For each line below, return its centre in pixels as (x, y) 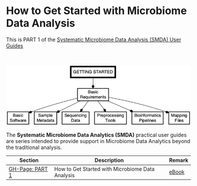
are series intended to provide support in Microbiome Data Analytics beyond (98, 141)
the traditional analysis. (34, 147)
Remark (179, 160)
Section (29, 160)
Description (109, 160)
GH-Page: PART (28, 169)
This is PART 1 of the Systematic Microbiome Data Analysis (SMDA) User (94, 39)
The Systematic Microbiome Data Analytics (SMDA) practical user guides (96, 135)
